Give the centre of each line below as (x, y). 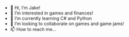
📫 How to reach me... (33, 29)
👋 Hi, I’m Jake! (25, 8)
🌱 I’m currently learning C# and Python (51, 18)
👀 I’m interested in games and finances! (51, 13)
